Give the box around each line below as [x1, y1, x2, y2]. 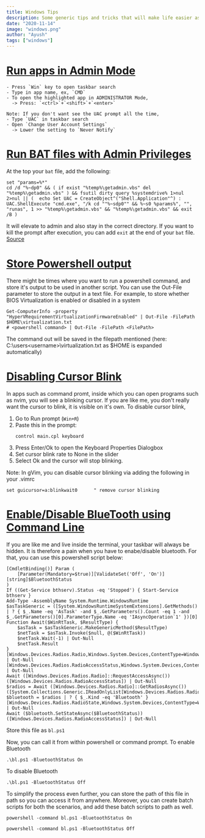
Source [6, 235, 24, 243]
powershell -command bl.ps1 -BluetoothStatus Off [6, 825, 135, 832]
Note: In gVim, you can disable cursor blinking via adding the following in [6, 469, 190, 476]
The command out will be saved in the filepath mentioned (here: [6, 335, 167, 342]
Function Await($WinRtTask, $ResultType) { [6, 619, 119, 625]
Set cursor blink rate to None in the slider [15, 450, 119, 458]
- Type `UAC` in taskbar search [6, 116, 88, 123]
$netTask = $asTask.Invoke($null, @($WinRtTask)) [17, 630, 146, 636]
